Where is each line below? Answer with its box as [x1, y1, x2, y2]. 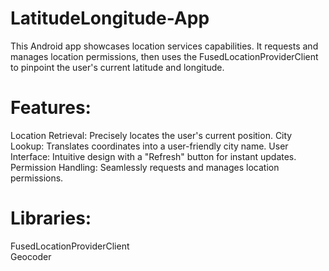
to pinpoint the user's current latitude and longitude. [10, 61, 225, 73]
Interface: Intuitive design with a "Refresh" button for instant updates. [10, 150, 297, 162]
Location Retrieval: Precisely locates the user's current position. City [10, 129, 293, 141]
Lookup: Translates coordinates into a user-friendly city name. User [10, 140, 289, 152]
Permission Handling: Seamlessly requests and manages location [10, 161, 280, 173]
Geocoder [10, 250, 52, 262]
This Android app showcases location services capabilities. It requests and [10, 40, 319, 52]
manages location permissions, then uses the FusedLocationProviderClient [10, 50, 319, 62]
